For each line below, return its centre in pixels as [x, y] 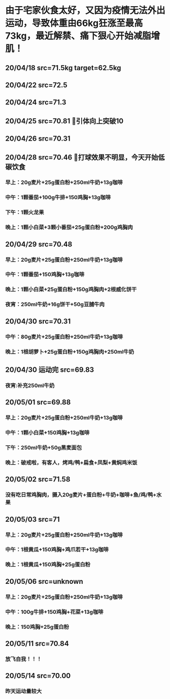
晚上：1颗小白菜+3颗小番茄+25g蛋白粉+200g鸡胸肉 [69, 227]
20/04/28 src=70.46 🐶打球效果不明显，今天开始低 [85, 157]
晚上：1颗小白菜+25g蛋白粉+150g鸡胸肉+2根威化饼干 [71, 289]
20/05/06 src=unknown [44, 581]
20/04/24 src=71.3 [36, 102]
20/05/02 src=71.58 [38, 479]
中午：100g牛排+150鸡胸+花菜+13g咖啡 [54, 612]
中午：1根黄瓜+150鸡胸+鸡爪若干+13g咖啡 [57, 550]
